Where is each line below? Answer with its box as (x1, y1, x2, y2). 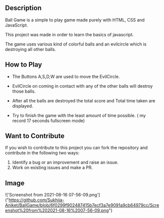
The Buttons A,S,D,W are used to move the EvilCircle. (12, 73, 120, 79)
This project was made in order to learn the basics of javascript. (5, 31, 134, 37)
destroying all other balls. (5, 46, 56, 52)
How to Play (5, 61, 43, 69)
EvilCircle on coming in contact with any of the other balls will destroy (12, 83, 153, 89)
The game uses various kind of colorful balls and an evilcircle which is (5, 41, 147, 47)
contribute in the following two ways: (5, 150, 80, 156)
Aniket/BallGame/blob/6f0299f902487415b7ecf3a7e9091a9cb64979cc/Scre (5, 202, 160, 208)
